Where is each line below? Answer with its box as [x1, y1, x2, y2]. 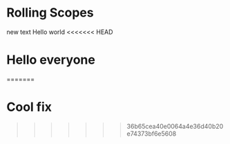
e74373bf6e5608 [126, 129, 177, 138]
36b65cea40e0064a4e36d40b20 [126, 122, 224, 130]
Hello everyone [6, 52, 96, 68]
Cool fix [6, 99, 52, 115]
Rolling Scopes [6, 5, 94, 21]
